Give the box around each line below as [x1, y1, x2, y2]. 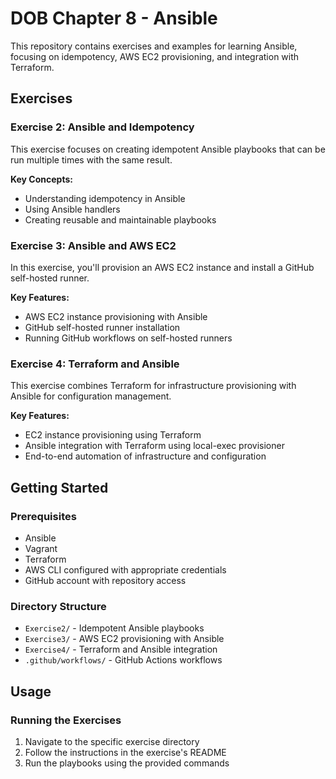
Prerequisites [10, 509, 77, 523]
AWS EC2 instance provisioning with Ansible [24, 310, 208, 322]
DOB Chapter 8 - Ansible [10, 7, 218, 30]
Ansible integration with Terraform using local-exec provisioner [24, 440, 285, 452]
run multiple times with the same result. [10, 153, 173, 166]
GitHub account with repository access [24, 574, 187, 586]
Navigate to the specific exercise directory [24, 735, 200, 747]
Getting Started [10, 479, 109, 496]
